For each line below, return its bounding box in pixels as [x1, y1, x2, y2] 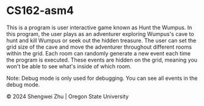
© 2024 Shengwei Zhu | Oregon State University [6, 93, 129, 100]
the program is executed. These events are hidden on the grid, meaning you [6, 56, 197, 63]
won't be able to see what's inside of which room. [6, 62, 132, 70]
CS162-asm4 [6, 4, 75, 18]
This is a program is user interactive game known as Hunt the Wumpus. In [6, 24, 192, 31]
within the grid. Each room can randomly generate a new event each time [6, 49, 191, 57]
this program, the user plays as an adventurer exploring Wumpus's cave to [6, 30, 194, 37]
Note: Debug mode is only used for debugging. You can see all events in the [6, 74, 198, 82]
